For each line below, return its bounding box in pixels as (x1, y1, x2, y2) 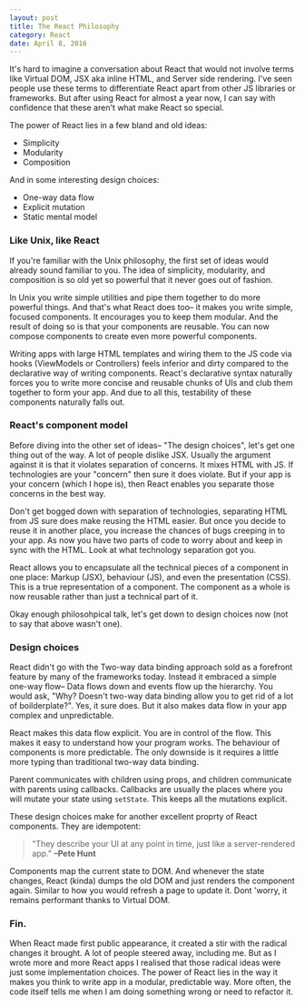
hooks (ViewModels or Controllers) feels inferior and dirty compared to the (9, 357, 289, 368)
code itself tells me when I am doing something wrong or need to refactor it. (9, 986, 293, 997)
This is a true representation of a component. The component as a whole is (9, 581, 290, 592)
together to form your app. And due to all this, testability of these (9, 387, 252, 397)
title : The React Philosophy (9, 22, 120, 31)
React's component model (9, 419, 129, 432)
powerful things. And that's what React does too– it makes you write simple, (9, 301, 293, 312)
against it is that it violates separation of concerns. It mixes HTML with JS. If (9, 458, 294, 469)
